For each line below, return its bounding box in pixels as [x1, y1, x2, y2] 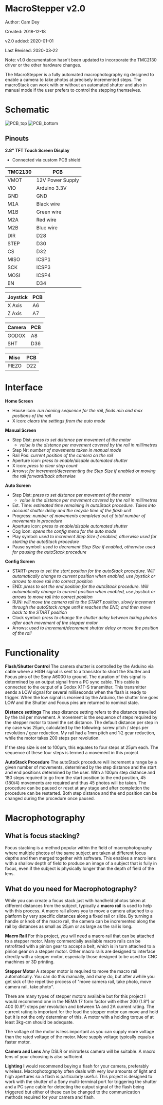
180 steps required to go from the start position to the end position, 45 [5, 774, 146, 781]
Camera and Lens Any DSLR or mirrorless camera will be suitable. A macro [5, 1048, 156, 1054]
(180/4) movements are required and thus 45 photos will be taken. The [5, 780, 146, 785]
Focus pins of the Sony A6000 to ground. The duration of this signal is [5, 674, 146, 680]
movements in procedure [12, 518, 62, 523]
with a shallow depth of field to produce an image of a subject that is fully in [5, 860, 157, 866]
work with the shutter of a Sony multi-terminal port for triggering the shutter [5, 1079, 157, 1085]
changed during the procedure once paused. [5, 795, 95, 801]
